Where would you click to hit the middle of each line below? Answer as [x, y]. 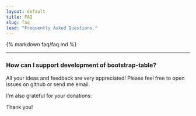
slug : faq [18, 22]
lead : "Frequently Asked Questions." [52, 28]
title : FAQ [19, 17]
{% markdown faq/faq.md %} [41, 45]
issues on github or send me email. [48, 84]
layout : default [26, 11]
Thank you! [20, 107]
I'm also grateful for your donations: [49, 95]
